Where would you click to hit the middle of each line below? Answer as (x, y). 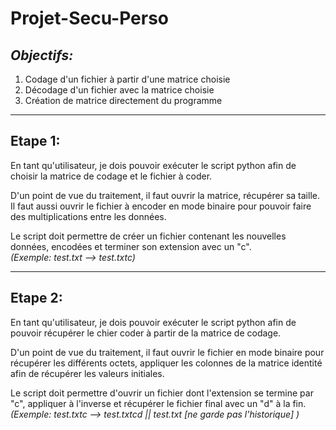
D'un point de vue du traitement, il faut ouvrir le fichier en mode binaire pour (167, 352)
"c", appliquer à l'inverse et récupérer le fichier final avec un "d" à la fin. (158, 403)
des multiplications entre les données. (88, 216)
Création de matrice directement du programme (123, 100)
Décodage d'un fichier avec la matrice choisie (119, 90)
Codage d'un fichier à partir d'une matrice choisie (127, 79)
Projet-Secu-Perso (90, 18)
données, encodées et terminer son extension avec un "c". (131, 246)
